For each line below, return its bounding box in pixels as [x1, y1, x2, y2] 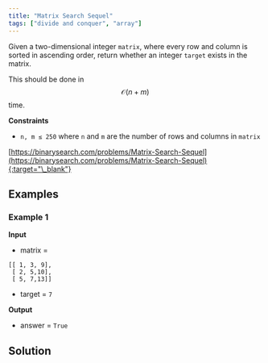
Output [8, 305, 33, 315]
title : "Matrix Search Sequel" [8, 11, 113, 20]
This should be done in [8, 74, 85, 84]
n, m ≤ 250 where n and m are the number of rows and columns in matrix [19, 131, 261, 141]
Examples [8, 187, 59, 201]
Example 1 [8, 211, 49, 223]
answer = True [19, 320, 68, 331]
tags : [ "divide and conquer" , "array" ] [8, 19, 142, 27]
